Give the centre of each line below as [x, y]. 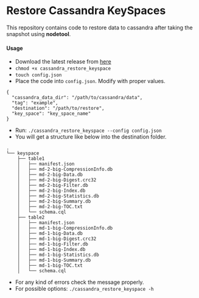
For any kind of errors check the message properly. [79, 282]
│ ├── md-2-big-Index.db [51, 191]
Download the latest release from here [63, 62]
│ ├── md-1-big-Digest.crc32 [57, 239]
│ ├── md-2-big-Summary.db [54, 202]
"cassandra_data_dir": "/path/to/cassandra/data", [77, 98]
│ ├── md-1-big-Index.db [51, 250]
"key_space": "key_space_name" [51, 114]
